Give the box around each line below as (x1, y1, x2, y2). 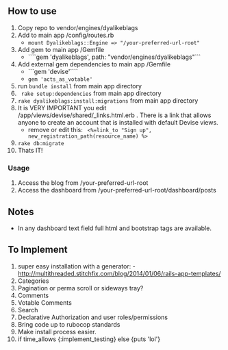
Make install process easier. (17, 327, 97, 336)
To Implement (8, 244, 68, 255)
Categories (17, 277, 49, 285)
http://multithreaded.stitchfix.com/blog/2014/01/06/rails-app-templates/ (17, 269, 221, 277)
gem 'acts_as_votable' (27, 75, 93, 83)
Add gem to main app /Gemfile (17, 45, 105, 53)
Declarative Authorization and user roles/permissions (17, 313, 168, 321)
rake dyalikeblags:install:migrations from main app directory (17, 96, 199, 105)
